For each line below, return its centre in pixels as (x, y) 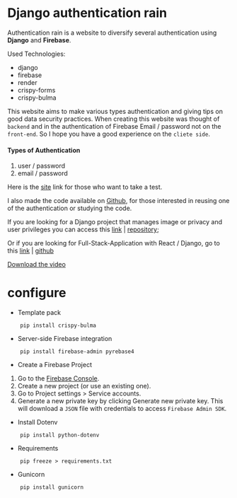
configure (37, 293)
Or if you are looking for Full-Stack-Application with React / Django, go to (114, 243)
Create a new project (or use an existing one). (84, 386)
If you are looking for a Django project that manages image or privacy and (115, 222)
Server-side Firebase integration (65, 339)
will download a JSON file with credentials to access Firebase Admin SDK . (122, 409)
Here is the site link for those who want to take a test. (85, 187)
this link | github (31, 251)
